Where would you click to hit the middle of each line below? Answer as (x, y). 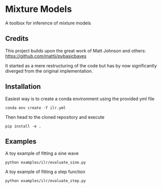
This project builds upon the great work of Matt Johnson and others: (75, 50)
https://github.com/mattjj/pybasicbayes (46, 56)
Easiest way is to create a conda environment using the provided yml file (80, 99)
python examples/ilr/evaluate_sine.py (45, 163)
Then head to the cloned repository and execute (55, 117)
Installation (23, 87)
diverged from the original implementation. (49, 71)
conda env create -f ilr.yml (35, 108)
